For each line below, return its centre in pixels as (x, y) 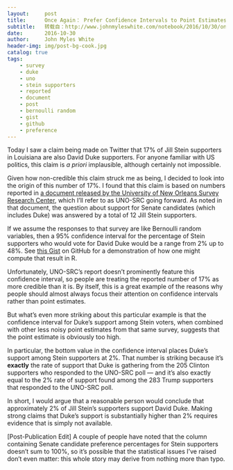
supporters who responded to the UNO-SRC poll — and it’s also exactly (109, 373)
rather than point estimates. (47, 301)
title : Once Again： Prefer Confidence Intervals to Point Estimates (117, 20)
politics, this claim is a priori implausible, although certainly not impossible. (114, 165)
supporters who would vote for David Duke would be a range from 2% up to (115, 244)
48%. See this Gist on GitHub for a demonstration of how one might (104, 251)
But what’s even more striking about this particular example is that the (107, 315)
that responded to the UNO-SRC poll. (60, 388)
